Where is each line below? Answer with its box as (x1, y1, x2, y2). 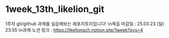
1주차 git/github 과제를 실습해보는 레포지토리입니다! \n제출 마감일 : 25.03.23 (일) (5, 20, 164, 26)
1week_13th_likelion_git (5, 3, 104, 15)
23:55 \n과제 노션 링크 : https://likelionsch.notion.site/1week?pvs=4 (5, 26, 143, 33)
